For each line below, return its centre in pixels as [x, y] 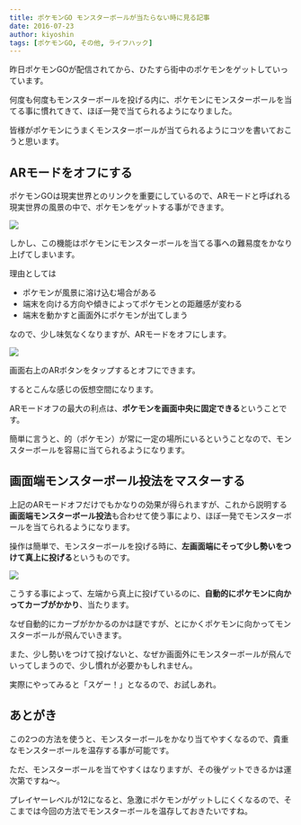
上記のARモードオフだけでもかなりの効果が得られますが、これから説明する [148, 504]
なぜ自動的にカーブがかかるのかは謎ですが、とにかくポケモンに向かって [142, 623]
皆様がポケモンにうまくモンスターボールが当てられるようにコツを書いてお [147, 130]
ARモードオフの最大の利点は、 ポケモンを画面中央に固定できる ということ [144, 408]
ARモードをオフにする [71, 172]
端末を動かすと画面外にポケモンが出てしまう [105, 315]
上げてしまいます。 [44, 255]
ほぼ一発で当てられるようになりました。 [162, 111]
